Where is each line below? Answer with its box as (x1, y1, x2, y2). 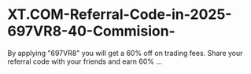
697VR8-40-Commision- (7, 22, 176, 40)
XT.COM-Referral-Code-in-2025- (7, 6, 232, 24)
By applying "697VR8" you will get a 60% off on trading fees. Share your (7, 48, 243, 57)
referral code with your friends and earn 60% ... (7, 57, 163, 66)
